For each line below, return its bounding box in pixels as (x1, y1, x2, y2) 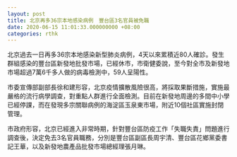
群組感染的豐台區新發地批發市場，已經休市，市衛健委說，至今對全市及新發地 (7, 59, 230, 68)
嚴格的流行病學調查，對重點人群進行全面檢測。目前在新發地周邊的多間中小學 (7, 92, 230, 100)
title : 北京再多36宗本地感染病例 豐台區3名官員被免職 (7, 17, 150, 24)
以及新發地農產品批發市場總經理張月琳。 (31, 142, 150, 151)
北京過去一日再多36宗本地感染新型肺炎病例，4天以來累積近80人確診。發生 (7, 50, 224, 59)
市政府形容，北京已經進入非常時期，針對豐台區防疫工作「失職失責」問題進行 (7, 124, 230, 133)
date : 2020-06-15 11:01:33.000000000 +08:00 (7, 23, 140, 30)
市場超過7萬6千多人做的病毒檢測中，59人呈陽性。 (7, 68, 152, 76)
